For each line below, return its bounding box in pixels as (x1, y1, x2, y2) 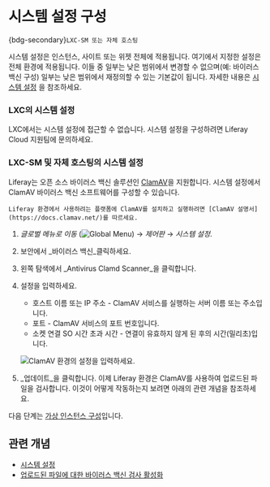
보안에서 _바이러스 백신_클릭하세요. (19, 246, 131, 256)
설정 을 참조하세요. (23, 82, 83, 92)
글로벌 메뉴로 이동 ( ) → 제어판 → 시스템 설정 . (19, 228, 212, 238)
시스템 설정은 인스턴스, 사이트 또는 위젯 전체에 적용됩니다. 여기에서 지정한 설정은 (8, 51, 262, 61)
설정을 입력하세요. (19, 280, 77, 290)
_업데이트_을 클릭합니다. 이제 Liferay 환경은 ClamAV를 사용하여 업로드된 (19, 373, 250, 383)
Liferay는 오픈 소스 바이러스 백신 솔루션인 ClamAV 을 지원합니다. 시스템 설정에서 (8, 176, 261, 187)
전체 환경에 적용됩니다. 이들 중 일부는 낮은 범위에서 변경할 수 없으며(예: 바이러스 (8, 62, 259, 72)
